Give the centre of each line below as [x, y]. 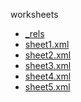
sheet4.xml [48, 76]
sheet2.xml [48, 55]
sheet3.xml [48, 65]
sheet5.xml [47, 87]
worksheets [34, 14]
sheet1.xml [47, 44]
